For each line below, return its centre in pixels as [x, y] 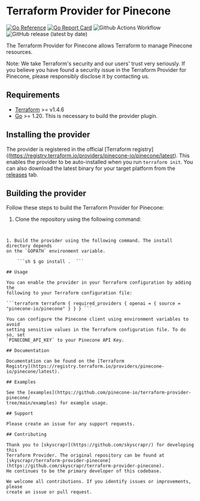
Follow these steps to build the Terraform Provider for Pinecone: [85, 208]
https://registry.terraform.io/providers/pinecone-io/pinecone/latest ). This [100, 155]
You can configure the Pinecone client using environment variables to [97, 319]
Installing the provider [48, 135]
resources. [19, 51]
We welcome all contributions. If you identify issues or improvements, [99, 482]
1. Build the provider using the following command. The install [89, 241]
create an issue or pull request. [49, 492]
